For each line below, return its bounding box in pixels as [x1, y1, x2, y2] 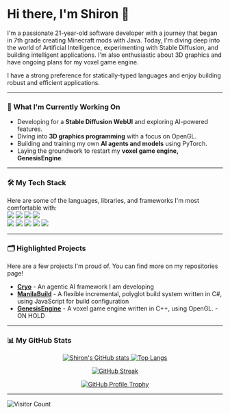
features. [16, 125, 43, 133]
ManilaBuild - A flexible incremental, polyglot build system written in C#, [16, 289, 222, 297]
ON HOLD [16, 311, 46, 319]
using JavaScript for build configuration [16, 297, 129, 305]
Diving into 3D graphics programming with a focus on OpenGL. [16, 132, 197, 141]
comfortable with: [7, 204, 57, 212]
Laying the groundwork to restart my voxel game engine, [16, 147, 179, 155]
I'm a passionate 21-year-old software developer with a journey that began [7, 29, 218, 37]
